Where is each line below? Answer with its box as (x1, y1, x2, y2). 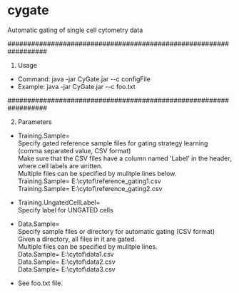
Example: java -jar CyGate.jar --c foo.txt (17, 82, 136, 91)
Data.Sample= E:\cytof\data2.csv (17, 257, 116, 266)
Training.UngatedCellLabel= (17, 198, 101, 207)
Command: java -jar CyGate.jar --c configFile (17, 74, 151, 83)
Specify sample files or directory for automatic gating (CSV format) (17, 227, 215, 235)
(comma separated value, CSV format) (17, 146, 131, 155)
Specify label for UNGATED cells (17, 205, 113, 214)
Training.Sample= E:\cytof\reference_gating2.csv (17, 184, 163, 192)
